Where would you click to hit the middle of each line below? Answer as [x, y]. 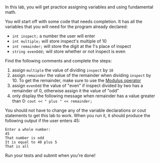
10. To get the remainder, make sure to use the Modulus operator [76, 80]
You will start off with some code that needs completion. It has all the [74, 22]
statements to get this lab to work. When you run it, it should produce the [78, 115]
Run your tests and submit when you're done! [50, 155]
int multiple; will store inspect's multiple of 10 [59, 41]
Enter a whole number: [28, 130]
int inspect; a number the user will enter [54, 36]
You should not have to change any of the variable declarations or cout [76, 110]
